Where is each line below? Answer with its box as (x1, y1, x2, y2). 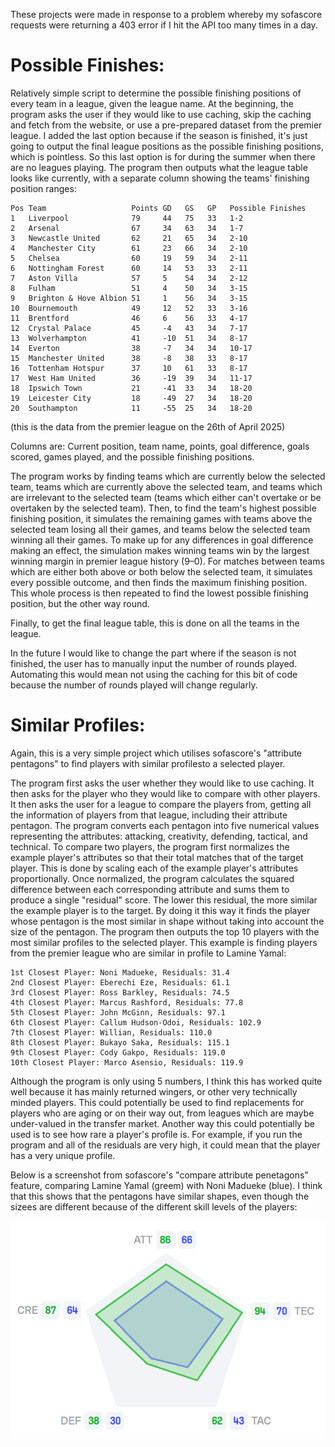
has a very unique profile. (10, 1149, 116, 1161)
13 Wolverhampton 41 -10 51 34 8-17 (10, 333, 248, 343)
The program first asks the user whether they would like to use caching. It (10, 777, 315, 789)
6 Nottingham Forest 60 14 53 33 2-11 (10, 263, 248, 273)
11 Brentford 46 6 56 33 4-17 (10, 313, 248, 323)
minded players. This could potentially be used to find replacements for (10, 1096, 305, 1108)
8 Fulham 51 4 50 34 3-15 (10, 283, 248, 293)
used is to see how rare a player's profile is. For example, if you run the (10, 1128, 303, 1140)
